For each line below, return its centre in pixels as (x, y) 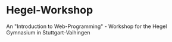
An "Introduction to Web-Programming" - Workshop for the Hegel (87, 26)
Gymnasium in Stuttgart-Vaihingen (48, 32)
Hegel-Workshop (50, 10)
